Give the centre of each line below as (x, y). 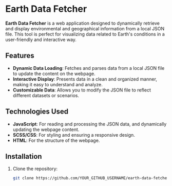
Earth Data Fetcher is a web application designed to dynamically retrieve (83, 23)
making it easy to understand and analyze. (58, 84)
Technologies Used (37, 112)
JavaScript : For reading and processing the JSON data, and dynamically (90, 124)
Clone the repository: (35, 169)
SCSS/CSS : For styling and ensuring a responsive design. (74, 135)
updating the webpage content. (46, 129)
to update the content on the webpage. (54, 73)
